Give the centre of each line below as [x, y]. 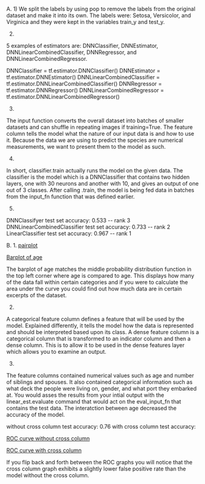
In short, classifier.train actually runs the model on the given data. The [95, 170]
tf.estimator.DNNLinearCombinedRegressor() [63, 97]
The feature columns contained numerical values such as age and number [100, 375]
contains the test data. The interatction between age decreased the [91, 408]
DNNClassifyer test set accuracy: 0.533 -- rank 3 [68, 220]
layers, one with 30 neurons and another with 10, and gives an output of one [102, 183]
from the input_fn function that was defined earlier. [71, 197]
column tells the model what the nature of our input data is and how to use [100, 134]
